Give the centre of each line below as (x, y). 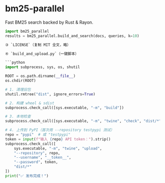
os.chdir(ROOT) (21, 81)
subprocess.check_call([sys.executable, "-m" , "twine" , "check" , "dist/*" (83, 121)
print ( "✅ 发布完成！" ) (27, 176)
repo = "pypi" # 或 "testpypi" (38, 135)
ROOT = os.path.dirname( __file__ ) (41, 76)
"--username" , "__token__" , (42, 158)
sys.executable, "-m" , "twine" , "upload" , (58, 148)
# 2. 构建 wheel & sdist (30, 103)
